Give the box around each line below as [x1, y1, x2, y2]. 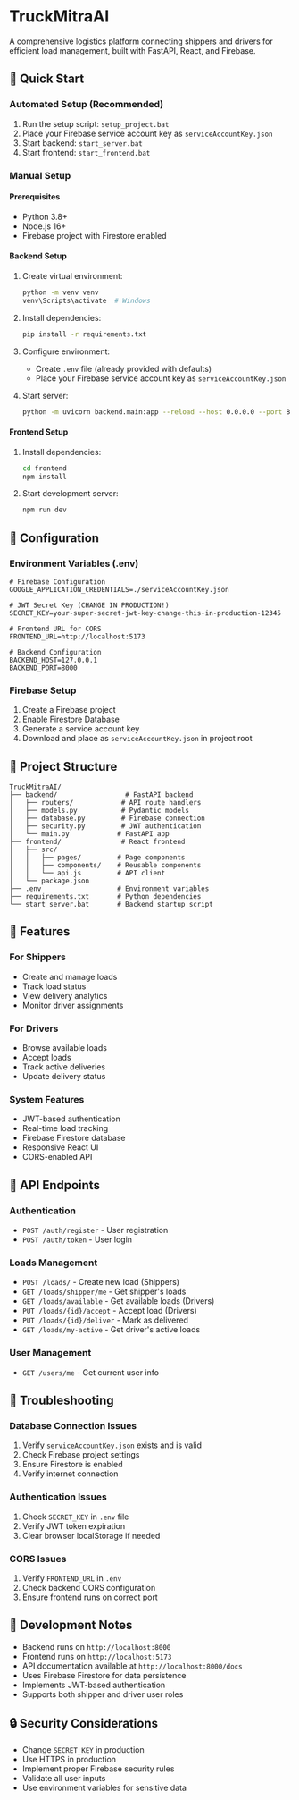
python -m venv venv [21, 288, 99, 297]
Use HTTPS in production [21, 1754, 117, 1764]
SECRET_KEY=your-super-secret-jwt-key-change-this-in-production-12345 [9, 608, 281, 618]
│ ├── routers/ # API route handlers [9, 799, 202, 807]
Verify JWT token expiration [21, 1520, 126, 1531]
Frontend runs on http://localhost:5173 [21, 1651, 172, 1661]
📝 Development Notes [9, 1618, 133, 1633]
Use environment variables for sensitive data [21, 1782, 187, 1793]
